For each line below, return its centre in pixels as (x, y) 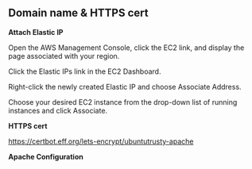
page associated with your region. (64, 56)
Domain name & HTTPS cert (78, 13)
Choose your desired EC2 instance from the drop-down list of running (123, 102)
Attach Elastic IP (36, 32)
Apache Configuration (46, 156)
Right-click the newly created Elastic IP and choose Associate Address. (125, 86)
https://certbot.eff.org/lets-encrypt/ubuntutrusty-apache (101, 141)
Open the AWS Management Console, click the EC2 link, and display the (126, 48)
